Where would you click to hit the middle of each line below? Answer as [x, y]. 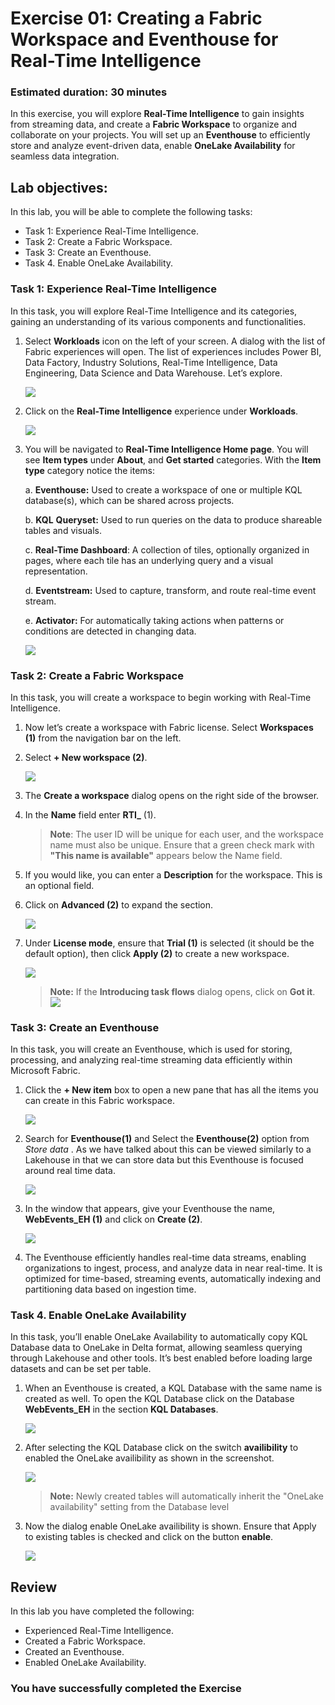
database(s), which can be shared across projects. [129, 500]
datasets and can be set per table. [81, 1369]
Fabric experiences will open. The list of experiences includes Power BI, [173, 351]
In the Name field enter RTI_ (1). [90, 814]
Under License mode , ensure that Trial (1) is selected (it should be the [169, 943]
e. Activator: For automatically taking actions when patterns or [154, 620]
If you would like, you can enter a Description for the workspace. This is [173, 874]
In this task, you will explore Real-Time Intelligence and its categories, [154, 311]
